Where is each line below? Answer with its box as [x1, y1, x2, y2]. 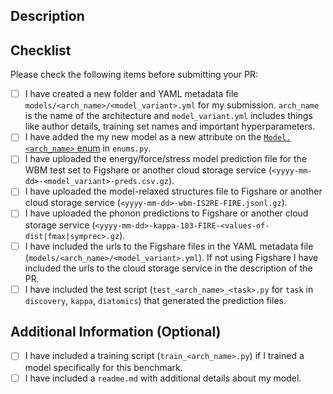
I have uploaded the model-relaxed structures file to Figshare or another [24, 185, 323, 198]
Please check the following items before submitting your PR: [10, 69, 259, 81]
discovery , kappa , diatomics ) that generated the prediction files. [24, 294, 287, 306]
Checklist [10, 42, 72, 59]
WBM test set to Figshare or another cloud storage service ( [24, 164, 273, 176]
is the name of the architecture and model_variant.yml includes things [24, 110, 313, 122]
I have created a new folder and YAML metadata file [24, 88, 239, 100]
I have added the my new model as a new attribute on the [24, 131, 262, 143]
